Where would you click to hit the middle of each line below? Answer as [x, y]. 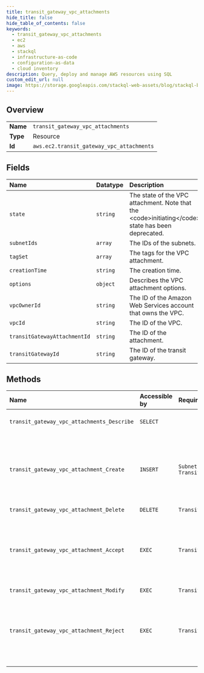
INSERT [149, 470]
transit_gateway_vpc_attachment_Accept [67, 550]
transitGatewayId [34, 354]
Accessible [156, 396]
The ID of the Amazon [161, 297]
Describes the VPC [156, 280]
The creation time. [155, 270]
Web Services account [162, 305]
